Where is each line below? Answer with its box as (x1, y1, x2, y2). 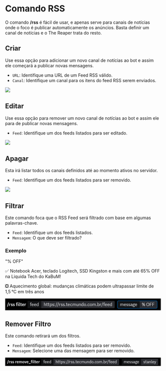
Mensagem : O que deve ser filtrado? (12, 235, 82, 241)
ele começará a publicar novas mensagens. (5, 62, 94, 68)
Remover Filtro (5, 320, 51, 328)
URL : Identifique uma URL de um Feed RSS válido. (12, 72, 113, 78)
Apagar (5, 154, 29, 163)
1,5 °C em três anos (5, 289, 44, 295)
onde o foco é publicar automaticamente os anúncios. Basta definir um (5, 24, 150, 30)
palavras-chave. (5, 220, 39, 226)
